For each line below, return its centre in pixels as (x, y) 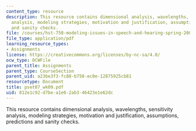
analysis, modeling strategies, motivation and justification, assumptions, (92, 115)
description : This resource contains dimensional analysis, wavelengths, (98, 17)
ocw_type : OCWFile (28, 60)
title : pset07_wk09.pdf (35, 87)
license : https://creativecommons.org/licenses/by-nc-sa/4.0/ (83, 55)
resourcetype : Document (35, 82)
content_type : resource (35, 11)
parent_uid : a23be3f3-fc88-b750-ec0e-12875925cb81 (69, 76)
